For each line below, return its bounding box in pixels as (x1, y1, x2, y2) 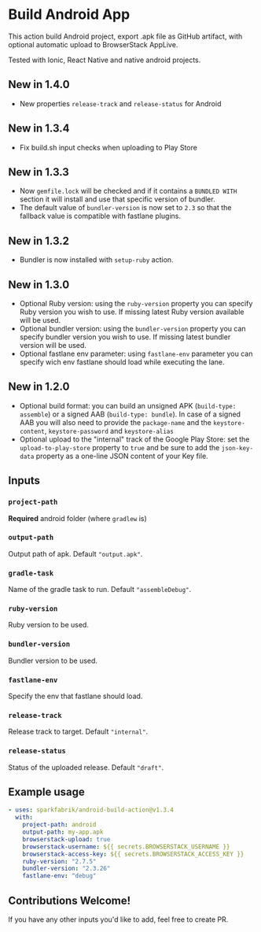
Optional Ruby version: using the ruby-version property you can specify (19, 299, 253, 308)
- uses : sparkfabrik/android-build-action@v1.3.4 (8, 806, 175, 814)
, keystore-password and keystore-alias (44, 426, 175, 435)
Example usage (8, 785, 85, 798)
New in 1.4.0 (8, 78, 70, 91)
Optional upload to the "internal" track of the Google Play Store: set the (19, 435, 250, 444)
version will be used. (19, 341, 86, 349)
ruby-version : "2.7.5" (22, 857, 97, 865)
